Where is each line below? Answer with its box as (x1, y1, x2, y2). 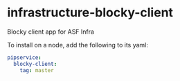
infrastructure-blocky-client (7, 5, 174, 21)
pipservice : (7, 54, 42, 61)
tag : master (19, 67, 54, 73)
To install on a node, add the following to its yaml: (7, 40, 149, 49)
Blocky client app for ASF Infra (7, 27, 95, 36)
